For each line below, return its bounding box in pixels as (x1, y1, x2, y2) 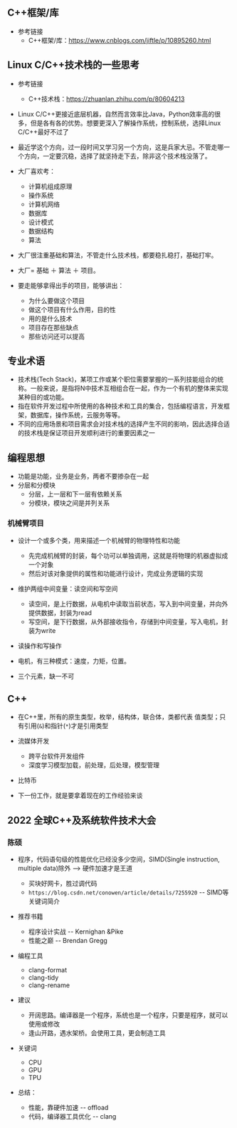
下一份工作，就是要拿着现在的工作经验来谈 (17, 792, 143, 800)
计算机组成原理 (28, 181, 73, 191)
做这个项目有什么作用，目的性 (28, 305, 116, 314)
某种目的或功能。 (17, 393, 68, 401)
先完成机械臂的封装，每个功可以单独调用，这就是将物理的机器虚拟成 (28, 551, 228, 559)
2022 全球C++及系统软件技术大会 (7, 814, 157, 827)
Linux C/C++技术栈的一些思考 (7, 59, 140, 71)
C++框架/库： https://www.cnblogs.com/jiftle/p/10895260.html (28, 36, 211, 44)
